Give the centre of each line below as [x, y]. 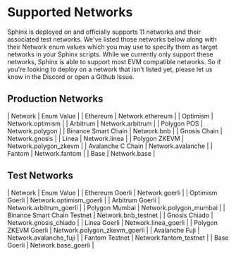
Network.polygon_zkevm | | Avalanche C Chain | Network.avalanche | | [110, 146]
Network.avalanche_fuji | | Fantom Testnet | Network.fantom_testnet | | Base [118, 238]
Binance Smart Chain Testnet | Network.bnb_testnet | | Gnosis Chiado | [110, 215]
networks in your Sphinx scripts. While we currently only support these [110, 54]
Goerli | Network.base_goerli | [51, 245]
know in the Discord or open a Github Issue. [71, 77]
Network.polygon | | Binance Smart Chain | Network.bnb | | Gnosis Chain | [115, 130]
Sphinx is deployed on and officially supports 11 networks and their [104, 32]
